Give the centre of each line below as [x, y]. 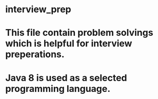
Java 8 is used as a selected [66, 78]
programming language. [58, 89]
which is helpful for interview [69, 44]
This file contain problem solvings [79, 33]
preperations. [35, 54]
